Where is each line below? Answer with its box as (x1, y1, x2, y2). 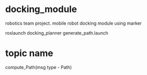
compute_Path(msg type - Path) (5, 64, 72, 70)
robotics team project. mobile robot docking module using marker (5, 20, 142, 26)
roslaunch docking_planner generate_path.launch (5, 30, 109, 36)
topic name (5, 48, 54, 59)
